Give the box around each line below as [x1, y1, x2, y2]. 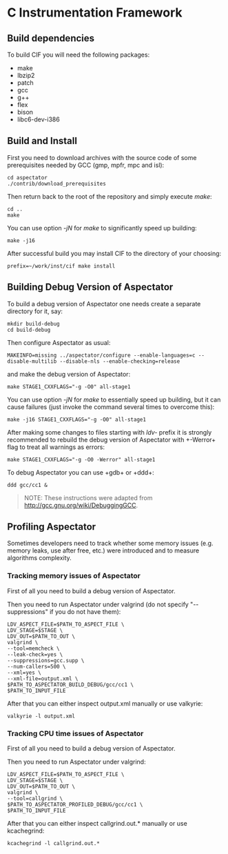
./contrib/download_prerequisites [7, 180, 107, 187]
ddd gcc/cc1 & [7, 481, 48, 488]
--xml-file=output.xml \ [7, 675, 79, 682]
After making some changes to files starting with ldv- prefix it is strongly [7, 428, 212, 436]
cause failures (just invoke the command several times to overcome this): [7, 402, 215, 411]
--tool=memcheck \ [7, 645, 60, 652]
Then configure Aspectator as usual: [7, 338, 111, 346]
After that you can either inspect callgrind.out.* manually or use [7, 820, 187, 828]
